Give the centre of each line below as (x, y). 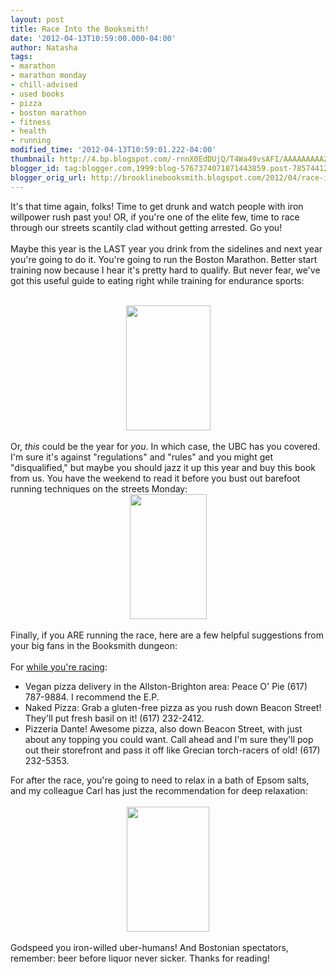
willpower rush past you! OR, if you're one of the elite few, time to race (155, 217)
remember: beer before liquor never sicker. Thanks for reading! (140, 958)
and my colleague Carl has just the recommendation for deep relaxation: (159, 790)
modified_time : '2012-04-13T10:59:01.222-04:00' (113, 150)
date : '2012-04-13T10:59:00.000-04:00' (93, 38)
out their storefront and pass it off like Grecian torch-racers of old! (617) (172, 750)
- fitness (31, 122)
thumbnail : (33, 159)
